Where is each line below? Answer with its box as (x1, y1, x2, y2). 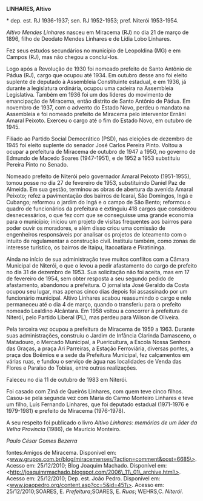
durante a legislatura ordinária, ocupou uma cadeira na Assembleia (6, 85, 174, 92)
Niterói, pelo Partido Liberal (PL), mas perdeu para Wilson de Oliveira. (6, 314, 180, 321)
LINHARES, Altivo (6, 5, 52, 12)
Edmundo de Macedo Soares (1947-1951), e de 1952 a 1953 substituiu (6, 154, 181, 162)
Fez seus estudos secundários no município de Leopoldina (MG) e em (6, 47, 181, 54)
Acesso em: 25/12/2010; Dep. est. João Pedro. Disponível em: (6, 475, 161, 482)
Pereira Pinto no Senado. (6, 161, 68, 168)
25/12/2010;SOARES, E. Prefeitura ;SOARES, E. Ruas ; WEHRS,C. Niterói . (6, 488, 184, 495)
